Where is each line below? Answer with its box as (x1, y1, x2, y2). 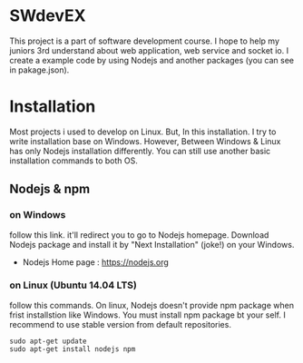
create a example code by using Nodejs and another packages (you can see (9, 54, 295, 65)
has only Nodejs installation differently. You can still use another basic (9, 145, 271, 156)
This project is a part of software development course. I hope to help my (9, 35, 279, 46)
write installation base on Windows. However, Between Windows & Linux (9, 135, 281, 146)
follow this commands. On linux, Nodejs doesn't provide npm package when (9, 299, 295, 310)
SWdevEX (9, 5, 86, 26)
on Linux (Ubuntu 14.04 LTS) (9, 279, 138, 291)
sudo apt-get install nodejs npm (9, 344, 136, 354)
